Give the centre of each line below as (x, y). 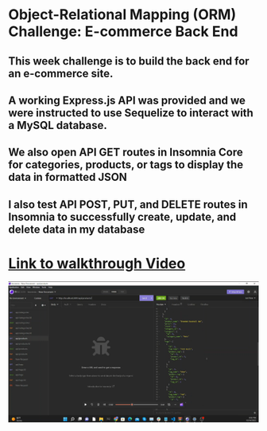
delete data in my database (77, 229)
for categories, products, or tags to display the (126, 165)
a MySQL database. (58, 125)
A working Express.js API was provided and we (127, 100)
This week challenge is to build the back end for (129, 61)
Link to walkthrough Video (97, 263)
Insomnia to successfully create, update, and (122, 217)
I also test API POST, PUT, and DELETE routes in (128, 204)
